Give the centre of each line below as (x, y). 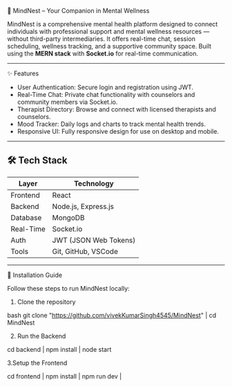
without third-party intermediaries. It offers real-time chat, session (101, 39)
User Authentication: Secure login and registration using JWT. (105, 87)
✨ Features (23, 73)
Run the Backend (41, 336)
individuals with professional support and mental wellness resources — (108, 31)
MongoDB (68, 217)
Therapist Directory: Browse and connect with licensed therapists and (116, 109)
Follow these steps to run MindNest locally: (68, 288)
